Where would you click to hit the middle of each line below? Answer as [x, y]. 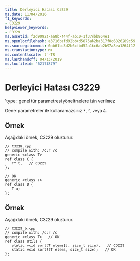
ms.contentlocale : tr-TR [30, 55]
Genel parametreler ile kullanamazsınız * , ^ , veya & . [56, 111]
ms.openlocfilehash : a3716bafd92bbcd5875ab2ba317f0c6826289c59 [70, 41]
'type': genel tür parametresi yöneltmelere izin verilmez [60, 101]
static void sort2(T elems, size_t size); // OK [64, 250]
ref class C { [19, 159]
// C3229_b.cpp [20, 228]
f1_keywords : [18, 18]
